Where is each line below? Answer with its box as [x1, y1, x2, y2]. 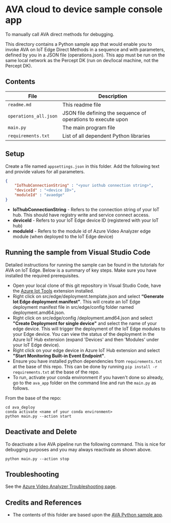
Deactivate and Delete [5, 427, 77, 436]
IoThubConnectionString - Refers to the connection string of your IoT [12, 206, 160, 212]
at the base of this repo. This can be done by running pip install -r [12, 363, 158, 369]
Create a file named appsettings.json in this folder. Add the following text [5, 163, 160, 169]
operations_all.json [8, 113, 58, 119]
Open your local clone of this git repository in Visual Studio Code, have [12, 282, 161, 288]
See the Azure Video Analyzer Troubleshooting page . [5, 483, 117, 489]
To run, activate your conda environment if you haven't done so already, [12, 374, 164, 380]
